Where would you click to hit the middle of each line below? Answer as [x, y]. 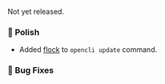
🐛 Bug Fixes [30, 70]
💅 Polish [24, 32]
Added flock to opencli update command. [88, 50]
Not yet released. [36, 12]
